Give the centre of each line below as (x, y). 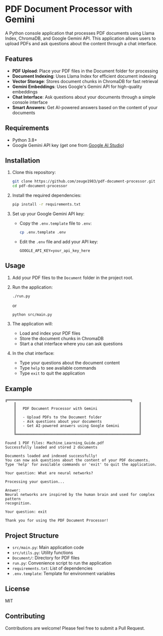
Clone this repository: (34, 173)
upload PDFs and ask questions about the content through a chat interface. (81, 43)
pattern (13, 499)
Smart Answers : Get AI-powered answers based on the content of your (85, 107)
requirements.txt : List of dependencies (52, 568)
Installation (23, 160)
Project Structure (32, 535)
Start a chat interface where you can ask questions (71, 344)
